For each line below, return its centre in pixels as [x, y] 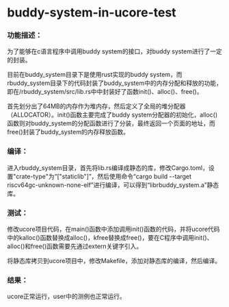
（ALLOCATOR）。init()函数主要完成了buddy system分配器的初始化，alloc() [112, 115]
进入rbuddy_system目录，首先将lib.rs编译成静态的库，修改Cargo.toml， [108, 168]
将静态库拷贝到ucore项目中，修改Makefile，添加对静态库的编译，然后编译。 [114, 261]
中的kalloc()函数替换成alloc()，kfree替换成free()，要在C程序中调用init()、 [110, 238]
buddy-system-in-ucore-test [92, 13]
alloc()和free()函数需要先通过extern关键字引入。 [75, 246]
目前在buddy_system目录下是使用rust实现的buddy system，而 [95, 75]
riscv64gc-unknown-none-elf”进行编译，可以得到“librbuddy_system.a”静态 [113, 185]
